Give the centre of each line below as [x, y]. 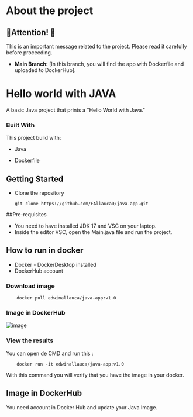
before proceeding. [29, 53]
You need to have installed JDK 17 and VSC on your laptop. [85, 226]
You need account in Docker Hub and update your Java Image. [82, 407]
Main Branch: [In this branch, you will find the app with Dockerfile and [99, 64]
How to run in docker [45, 251]
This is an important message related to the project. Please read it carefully [96, 46]
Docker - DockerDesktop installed [55, 264]
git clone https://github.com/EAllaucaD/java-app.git [81, 204]
